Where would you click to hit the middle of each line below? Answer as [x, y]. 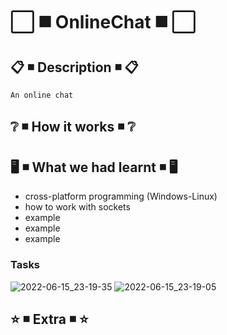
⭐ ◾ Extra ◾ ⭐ [49, 319]
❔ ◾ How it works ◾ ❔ [73, 127]
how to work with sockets [77, 207]
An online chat [42, 95]
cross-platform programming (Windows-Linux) [121, 196]
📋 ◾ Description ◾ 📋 [74, 67]
